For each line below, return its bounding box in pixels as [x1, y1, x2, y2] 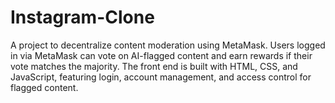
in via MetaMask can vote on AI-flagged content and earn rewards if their [10, 49, 313, 61]
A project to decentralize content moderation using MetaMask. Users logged [10, 39, 326, 51]
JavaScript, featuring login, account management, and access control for [10, 71, 312, 83]
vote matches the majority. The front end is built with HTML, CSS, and [10, 60, 298, 72]
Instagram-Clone [10, 6, 155, 29]
